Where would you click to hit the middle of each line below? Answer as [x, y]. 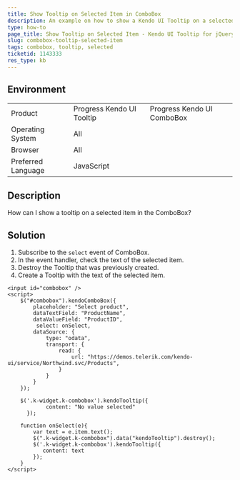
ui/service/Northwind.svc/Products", [64, 364]
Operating [28, 129]
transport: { [65, 345]
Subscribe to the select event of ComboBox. [84, 252]
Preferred [27, 161]
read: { [70, 351]
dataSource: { [54, 332]
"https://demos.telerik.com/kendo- [140, 357]
